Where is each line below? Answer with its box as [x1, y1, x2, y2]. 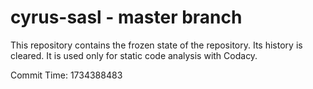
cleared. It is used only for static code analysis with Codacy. [10, 49, 258, 61]
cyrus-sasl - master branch [10, 6, 243, 29]
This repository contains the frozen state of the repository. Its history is [10, 39, 303, 51]
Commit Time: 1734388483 [10, 69, 123, 81]
